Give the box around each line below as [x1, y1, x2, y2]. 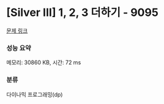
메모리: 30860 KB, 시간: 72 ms [6, 59, 81, 66]
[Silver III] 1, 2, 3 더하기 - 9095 [6, 6, 159, 20]
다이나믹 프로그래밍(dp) [6, 91, 63, 98]
